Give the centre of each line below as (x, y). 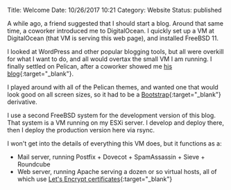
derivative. (22, 102)
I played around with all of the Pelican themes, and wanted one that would (113, 87)
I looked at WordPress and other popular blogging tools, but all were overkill (115, 52)
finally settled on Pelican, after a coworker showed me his (90, 66)
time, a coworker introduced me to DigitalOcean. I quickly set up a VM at (111, 31)
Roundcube (34, 164)
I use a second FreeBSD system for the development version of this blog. (112, 115)
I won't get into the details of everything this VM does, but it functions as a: (114, 144)
